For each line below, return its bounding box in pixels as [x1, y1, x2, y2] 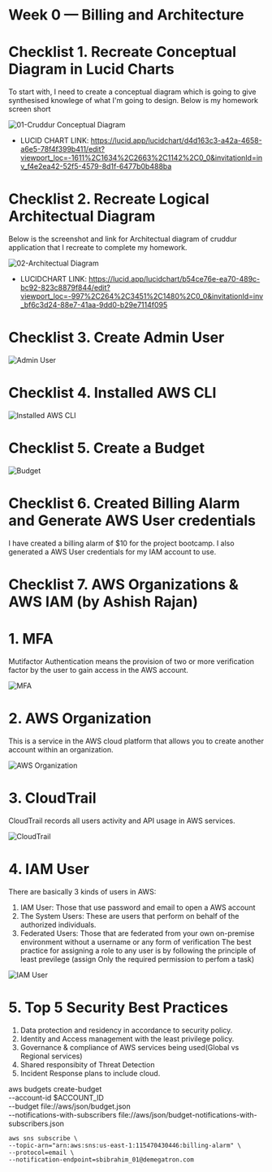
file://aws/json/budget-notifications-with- [118, 1110, 257, 1119]
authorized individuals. [19, 920, 97, 929]
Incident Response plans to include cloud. [19, 1068, 161, 1078]
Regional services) [19, 1051, 83, 1061]
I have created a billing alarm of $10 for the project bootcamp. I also [8, 538, 235, 548]
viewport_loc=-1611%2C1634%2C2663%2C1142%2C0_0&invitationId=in [19, 153, 263, 163]
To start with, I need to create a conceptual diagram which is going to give [8, 87, 257, 97]
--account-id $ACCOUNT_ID [8, 1092, 104, 1102]
